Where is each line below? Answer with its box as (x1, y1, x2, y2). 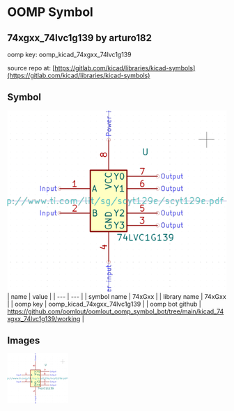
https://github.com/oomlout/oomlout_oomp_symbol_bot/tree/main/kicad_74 (7, 307, 224, 316)
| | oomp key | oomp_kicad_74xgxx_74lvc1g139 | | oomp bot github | (7, 300, 202, 308)
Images (7, 335, 40, 346)
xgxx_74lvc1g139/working (7, 314, 81, 323)
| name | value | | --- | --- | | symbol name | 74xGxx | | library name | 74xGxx (7, 292, 226, 300)
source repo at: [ (7, 64, 55, 72)
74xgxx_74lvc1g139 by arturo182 (7, 32, 152, 44)
